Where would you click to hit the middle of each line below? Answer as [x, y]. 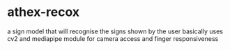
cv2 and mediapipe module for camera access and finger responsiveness [113, 38]
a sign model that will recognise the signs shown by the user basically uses [115, 31]
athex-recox [44, 12]
